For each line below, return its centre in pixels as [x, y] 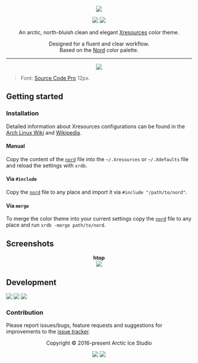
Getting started [35, 97]
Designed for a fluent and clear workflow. [99, 44]
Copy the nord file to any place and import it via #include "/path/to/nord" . [97, 192]
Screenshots [30, 243]
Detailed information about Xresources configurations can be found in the [96, 126]
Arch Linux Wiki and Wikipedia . [44, 132]
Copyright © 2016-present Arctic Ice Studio [99, 343]
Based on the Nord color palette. [99, 50]
